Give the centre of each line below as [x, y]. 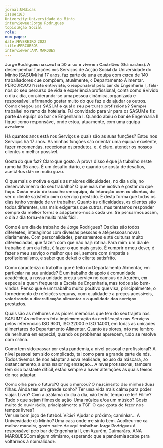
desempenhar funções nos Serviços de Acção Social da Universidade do [78, 69]
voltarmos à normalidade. [31, 441]
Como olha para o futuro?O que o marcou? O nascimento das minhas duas [80, 384]
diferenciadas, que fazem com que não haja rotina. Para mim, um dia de [77, 242]
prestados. [16, 304]
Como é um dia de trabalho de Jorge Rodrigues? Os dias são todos [72, 227]
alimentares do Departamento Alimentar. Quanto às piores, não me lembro [80, 329]
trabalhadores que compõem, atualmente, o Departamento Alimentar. [75, 80]
